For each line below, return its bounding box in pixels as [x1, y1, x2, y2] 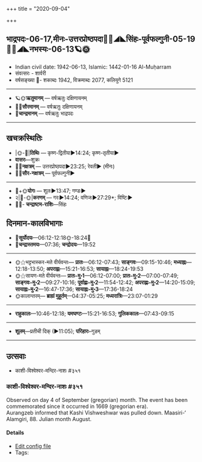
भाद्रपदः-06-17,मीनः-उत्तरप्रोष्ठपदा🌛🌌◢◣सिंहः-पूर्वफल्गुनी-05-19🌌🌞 [6, 34, 195, 44]
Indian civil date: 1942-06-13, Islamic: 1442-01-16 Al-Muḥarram [14, 63, 171, 70]
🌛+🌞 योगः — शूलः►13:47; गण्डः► [14, 187, 86, 194]
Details [6, 429, 25, 436]
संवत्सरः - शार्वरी [14, 69, 46, 77]
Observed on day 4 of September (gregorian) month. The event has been [6, 396, 188, 403]
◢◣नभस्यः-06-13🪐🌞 [6, 44, 90, 55]
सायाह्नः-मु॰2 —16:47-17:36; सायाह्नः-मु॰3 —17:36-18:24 [14, 285, 133, 293]
